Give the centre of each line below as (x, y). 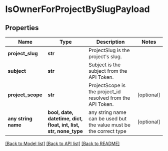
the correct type (107, 131)
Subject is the (104, 65)
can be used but (107, 119)
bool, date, (60, 112)
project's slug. (105, 56)
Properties (22, 28)
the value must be (109, 125)
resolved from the (109, 98)
